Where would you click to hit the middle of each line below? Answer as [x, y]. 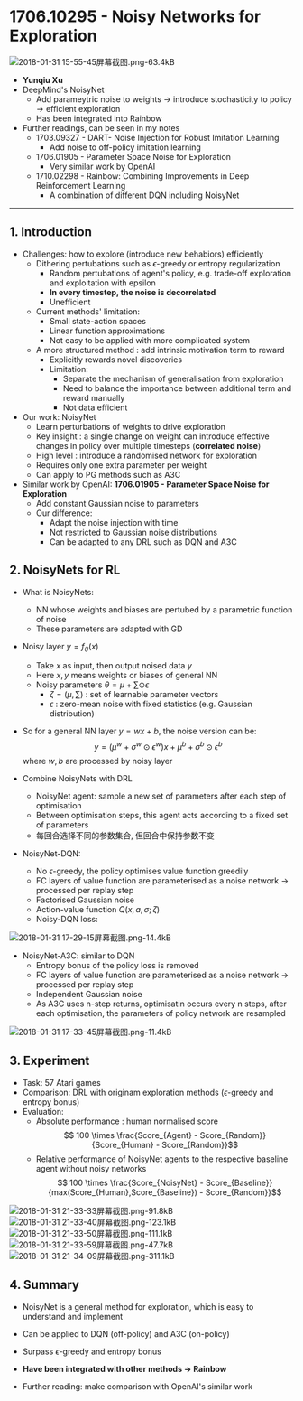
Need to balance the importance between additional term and [177, 388]
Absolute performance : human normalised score [127, 1121]
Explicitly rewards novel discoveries [116, 360]
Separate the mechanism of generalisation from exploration [173, 378]
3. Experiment [50, 1061]
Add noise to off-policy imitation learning [125, 147]
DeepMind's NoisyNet [64, 89]
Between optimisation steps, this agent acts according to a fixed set [162, 816]
